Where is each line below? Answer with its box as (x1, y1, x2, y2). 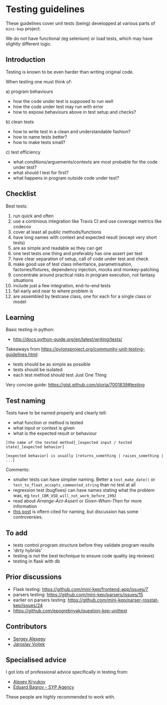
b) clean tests (6, 119, 34, 125)
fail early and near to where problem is (13, 288, 94, 294)
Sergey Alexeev (13, 635, 46, 642)
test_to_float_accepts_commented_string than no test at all (13, 482, 136, 488)
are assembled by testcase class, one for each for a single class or (13, 293, 151, 299)
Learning (6, 313, 35, 322)
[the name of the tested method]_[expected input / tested (6, 440, 132, 445)
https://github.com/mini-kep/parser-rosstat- (67, 597, 159, 603)
